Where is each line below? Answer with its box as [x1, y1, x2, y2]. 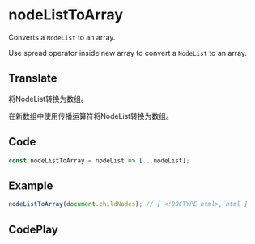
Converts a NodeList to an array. [8, 32, 116, 42]
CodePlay [8, 222, 58, 236]
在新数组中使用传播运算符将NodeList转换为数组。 [8, 111, 173, 120]
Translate [8, 71, 57, 86]
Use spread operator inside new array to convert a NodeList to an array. [8, 48, 248, 57]
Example [8, 179, 53, 192]
